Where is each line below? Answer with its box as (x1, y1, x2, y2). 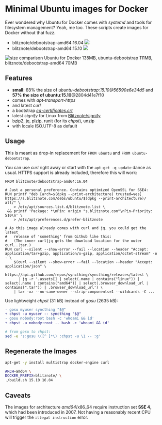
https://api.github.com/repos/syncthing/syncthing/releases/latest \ (5, 272, 149, 277)
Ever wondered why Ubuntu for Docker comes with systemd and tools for (5, 19, 152, 25)
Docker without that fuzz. (5, 30, 56, 35)
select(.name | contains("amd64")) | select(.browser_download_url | (5, 281, 149, 285)
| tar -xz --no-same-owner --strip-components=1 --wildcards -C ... (14, 289, 155, 294)
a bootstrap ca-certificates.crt (12, 108, 73, 113)
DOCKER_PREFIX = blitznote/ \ (5, 373, 62, 378)
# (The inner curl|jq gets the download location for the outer (5, 238, 142, 243)
